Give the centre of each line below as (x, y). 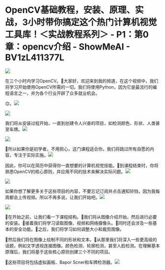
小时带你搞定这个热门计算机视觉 (92, 22)
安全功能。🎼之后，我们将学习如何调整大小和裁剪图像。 (69, 229)
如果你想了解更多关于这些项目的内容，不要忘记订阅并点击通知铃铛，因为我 (80, 191)
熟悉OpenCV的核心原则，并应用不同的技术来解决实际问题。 (65, 172)
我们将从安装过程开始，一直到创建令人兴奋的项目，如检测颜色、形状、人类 (80, 123)
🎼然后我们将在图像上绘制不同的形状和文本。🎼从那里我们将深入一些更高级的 (81, 239)
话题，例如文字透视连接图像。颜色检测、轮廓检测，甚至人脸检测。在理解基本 (82, 245)
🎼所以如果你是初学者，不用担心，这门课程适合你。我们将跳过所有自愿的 (78, 149)
